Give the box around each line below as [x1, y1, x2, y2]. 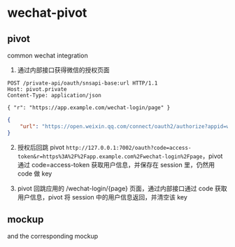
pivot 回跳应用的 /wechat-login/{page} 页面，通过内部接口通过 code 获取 [17, 184, 227, 192]
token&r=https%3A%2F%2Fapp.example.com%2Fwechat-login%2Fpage [17, 153, 203, 160]
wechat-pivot [7, 5, 87, 21]
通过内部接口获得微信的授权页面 [17, 66, 110, 74]
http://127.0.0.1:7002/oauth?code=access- [66, 144, 192, 151]
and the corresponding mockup [7, 232, 99, 241]
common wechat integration [7, 51, 89, 59]
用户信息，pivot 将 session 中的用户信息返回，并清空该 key [17, 192, 187, 201]
